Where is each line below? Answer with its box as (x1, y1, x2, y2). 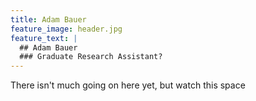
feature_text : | (10, 33, 78, 43)
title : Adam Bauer (10, 14, 87, 25)
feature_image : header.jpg (10, 24, 123, 34)
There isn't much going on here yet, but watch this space (10, 79, 246, 91)
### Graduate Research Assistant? (19, 52, 163, 62)
